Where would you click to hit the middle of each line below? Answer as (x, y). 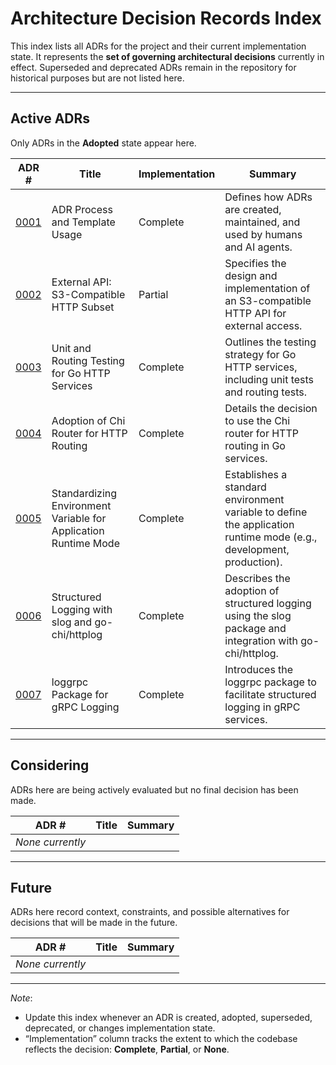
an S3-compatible (268, 300)
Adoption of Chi (88, 420)
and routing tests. (265, 392)
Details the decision (271, 408)
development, (257, 549)
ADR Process (82, 209)
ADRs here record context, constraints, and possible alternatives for (150, 912)
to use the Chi (257, 420)
